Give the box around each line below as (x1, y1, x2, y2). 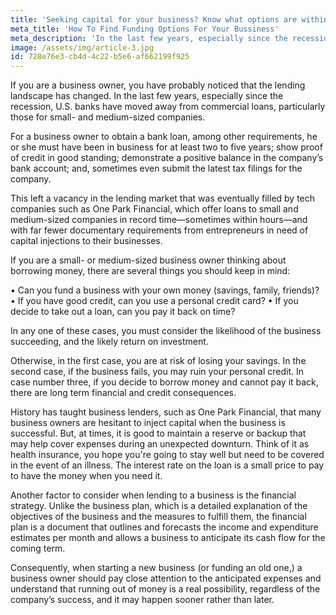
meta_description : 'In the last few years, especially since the (10, 33, 288, 43)
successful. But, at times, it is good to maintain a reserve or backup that (10, 427, 307, 440)
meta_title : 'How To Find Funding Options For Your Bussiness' (10, 24, 280, 34)
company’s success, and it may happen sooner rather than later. (10, 594, 275, 606)
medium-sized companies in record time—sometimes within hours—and (10, 214, 308, 226)
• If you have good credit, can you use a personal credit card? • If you (10, 295, 299, 307)
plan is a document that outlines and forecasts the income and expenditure (10, 521, 319, 533)
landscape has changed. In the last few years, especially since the (10, 90, 284, 102)
